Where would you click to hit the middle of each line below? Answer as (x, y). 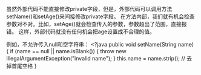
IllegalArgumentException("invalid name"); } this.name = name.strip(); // (96, 58)
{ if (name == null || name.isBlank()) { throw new (66, 51)
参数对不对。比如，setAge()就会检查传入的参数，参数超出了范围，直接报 (97, 24)
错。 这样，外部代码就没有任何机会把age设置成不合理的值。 (81, 31)
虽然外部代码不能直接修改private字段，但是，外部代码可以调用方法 (89, 9)
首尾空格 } (24, 66)
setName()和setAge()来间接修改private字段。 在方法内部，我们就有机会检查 (100, 16)
